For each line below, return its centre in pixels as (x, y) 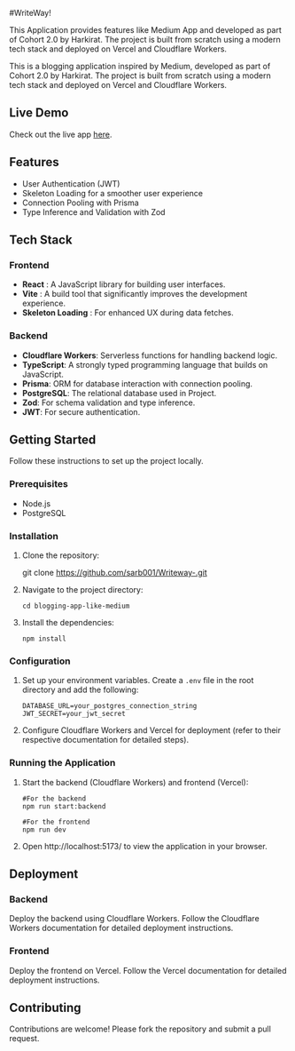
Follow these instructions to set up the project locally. (106, 461)
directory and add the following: (80, 690)
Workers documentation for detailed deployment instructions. (121, 928)
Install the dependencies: (68, 623)
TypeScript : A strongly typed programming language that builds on (145, 364)
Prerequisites (39, 484)
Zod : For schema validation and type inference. (109, 402)
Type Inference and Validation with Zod (93, 211)
